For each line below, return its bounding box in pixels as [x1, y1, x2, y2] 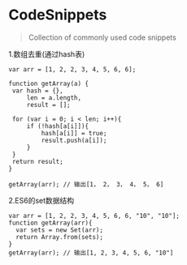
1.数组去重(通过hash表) [8, 49, 85, 58]
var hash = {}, [11, 87, 63, 95]
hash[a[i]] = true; [41, 129, 107, 137]
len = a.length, [26, 93, 82, 102]
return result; [11, 157, 63, 165]
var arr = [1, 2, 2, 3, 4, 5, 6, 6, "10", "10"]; [8, 212, 180, 220]
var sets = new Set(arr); [15, 225, 104, 234]
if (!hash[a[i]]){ [26, 122, 89, 130]
